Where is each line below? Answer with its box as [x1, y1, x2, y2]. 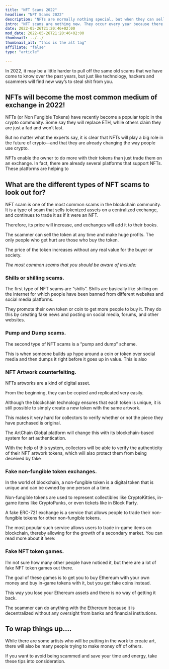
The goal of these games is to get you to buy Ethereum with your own [5, 574, 150, 580]
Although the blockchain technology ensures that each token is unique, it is [5, 399, 161, 405]
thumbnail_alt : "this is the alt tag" [5, 40, 87, 45]
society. [5, 252, 22, 258]
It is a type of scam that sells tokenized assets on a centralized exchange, [5, 207, 158, 213]
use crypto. [5, 145, 29, 151]
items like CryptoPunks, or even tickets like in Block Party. [18, 500, 138, 506]
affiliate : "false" [5, 45, 46, 50]
